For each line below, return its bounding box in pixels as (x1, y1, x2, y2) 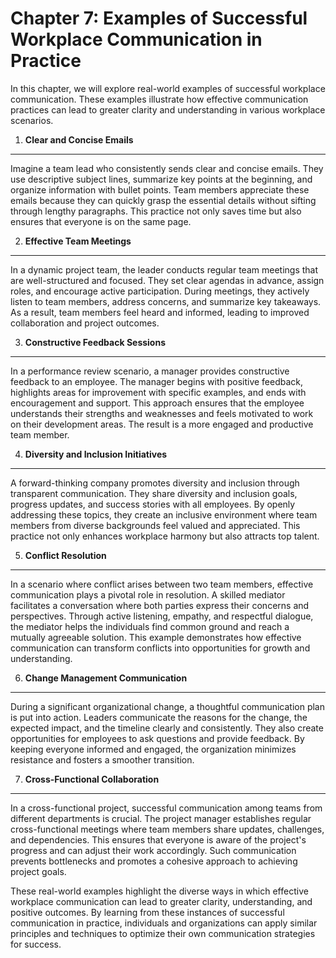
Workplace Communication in (10, 28, 263, 51)
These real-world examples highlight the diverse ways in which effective (10, 885, 309, 897)
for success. (10, 938, 62, 950)
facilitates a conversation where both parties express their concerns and (10, 599, 310, 611)
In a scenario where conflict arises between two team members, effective (10, 578, 314, 590)
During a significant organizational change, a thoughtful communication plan (10, 700, 325, 712)
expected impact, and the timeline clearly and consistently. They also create (10, 722, 324, 734)
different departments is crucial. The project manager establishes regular (10, 812, 312, 824)
